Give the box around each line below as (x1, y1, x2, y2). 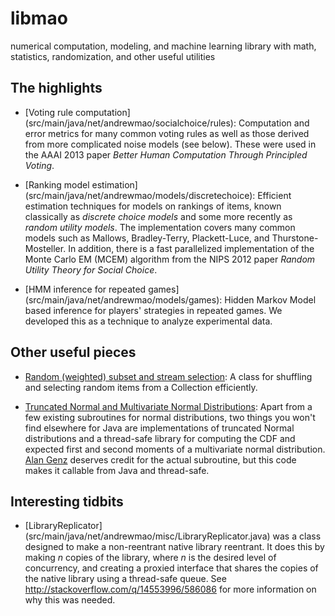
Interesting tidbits (10, 493, 124, 510)
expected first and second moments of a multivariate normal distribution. (24, 443, 326, 455)
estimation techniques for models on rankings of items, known (24, 200, 282, 212)
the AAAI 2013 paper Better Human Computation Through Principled (24, 148, 308, 161)
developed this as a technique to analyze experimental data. (24, 315, 273, 327)
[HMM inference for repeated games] (24, 283, 180, 295)
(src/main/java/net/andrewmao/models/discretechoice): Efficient (24, 189, 292, 201)
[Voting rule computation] (24, 106, 131, 118)
